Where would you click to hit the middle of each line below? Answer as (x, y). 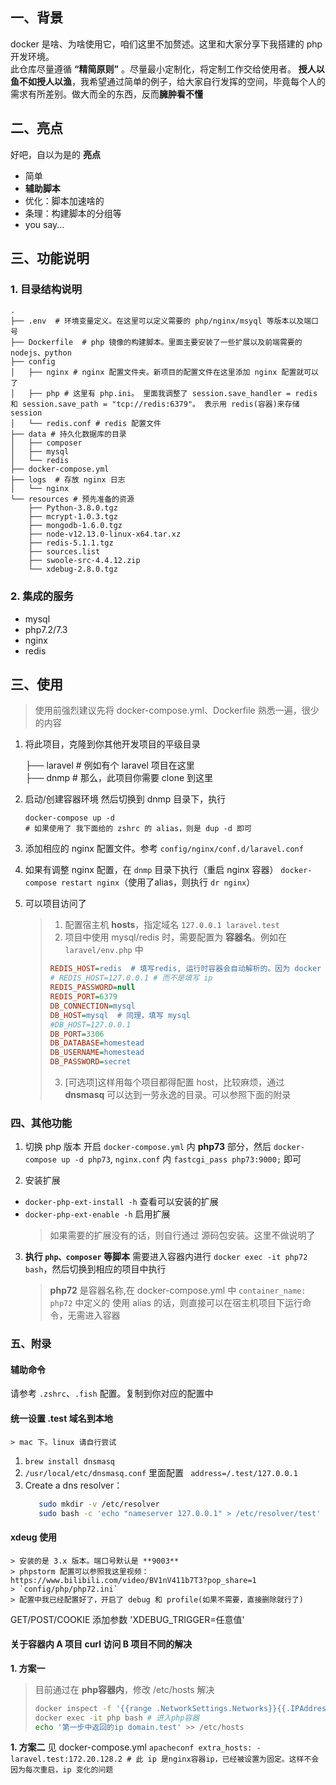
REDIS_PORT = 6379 (83, 997)
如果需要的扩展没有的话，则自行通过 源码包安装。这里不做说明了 (182, 1235)
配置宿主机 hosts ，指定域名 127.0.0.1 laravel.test (172, 925)
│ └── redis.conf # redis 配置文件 (86, 424)
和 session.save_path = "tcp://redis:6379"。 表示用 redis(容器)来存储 (155, 404)
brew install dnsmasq (69, 1461)
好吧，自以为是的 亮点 (55, 154)
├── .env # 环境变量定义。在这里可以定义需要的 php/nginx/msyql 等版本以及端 (161, 321)
